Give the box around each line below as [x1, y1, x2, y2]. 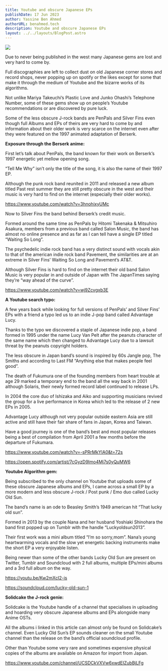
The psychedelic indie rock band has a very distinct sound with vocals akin [5, 246, 160, 252]
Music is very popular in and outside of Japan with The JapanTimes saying [5, 272, 159, 278]
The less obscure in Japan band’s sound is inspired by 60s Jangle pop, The [5, 352, 161, 358]
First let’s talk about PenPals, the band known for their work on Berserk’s [5, 151, 155, 156]
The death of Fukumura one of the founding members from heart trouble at [5, 373, 160, 379]
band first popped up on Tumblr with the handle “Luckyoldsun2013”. [5, 524, 146, 530]
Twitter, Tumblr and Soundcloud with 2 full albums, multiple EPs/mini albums [5, 560, 162, 566]
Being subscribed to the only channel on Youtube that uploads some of [5, 478, 151, 484]
